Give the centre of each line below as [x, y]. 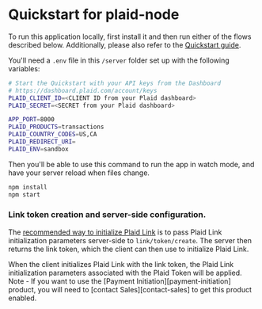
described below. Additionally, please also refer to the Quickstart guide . [125, 44]
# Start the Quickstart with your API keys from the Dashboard [115, 83]
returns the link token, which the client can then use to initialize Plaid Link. [129, 249]
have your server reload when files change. [79, 173]
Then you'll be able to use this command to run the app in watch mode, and [131, 164]
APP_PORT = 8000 [32, 120]
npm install [28, 187]
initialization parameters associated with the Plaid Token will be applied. [125, 273]
